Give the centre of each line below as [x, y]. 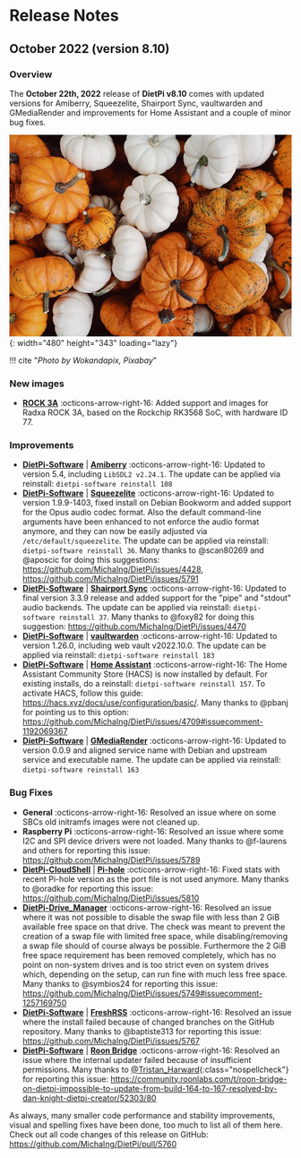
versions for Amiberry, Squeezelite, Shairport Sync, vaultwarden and [136, 103]
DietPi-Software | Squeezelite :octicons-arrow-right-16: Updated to [148, 493]
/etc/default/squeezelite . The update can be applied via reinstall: [145, 541]
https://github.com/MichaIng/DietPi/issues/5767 [111, 1041]
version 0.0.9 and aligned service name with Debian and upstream [144, 750]
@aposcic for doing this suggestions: [91, 560]
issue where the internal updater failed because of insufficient [137, 1059]
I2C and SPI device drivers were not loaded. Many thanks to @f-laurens [155, 841]
